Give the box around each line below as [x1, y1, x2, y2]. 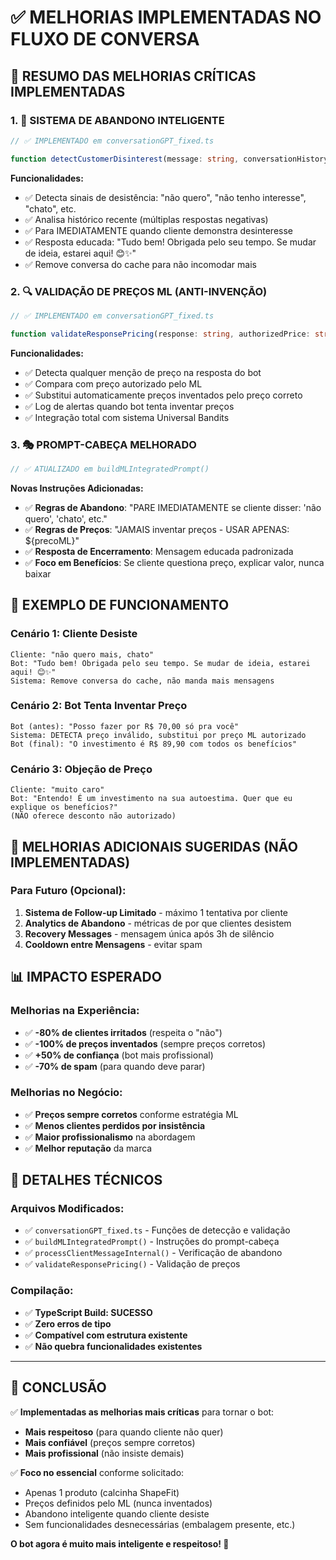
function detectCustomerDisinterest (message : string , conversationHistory [10, 154, 329, 164]
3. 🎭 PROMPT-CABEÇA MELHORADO [10, 437, 197, 451]
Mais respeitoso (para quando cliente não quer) [24, 1426, 224, 1438]
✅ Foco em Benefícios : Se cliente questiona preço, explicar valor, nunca [24, 556, 325, 568]
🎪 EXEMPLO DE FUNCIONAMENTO [10, 597, 230, 614]
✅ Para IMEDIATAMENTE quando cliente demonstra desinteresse [24, 224, 293, 236]
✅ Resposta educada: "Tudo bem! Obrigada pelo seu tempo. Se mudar [24, 236, 317, 248]
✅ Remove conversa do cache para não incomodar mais [24, 258, 257, 270]
